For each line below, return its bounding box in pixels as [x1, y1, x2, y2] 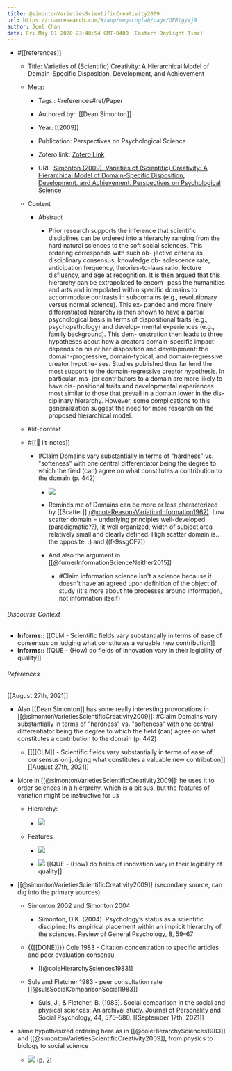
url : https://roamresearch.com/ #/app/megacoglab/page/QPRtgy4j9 [7, 17, 197, 24]
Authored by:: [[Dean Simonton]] [38, 110, 132, 118]
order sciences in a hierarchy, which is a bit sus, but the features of [17, 784, 210, 792]
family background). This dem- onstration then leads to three [48, 330, 224, 338]
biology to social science [17, 1041, 89, 1049]
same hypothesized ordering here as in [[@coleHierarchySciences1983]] [17, 1026, 226, 1035]
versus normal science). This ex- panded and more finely [48, 301, 213, 309]
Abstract [38, 213, 63, 221]
